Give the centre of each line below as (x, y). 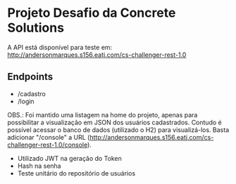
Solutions (36, 28)
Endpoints (30, 77)
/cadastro (31, 93)
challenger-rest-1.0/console (48, 145)
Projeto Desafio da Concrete (92, 13)
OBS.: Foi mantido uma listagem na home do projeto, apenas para (103, 114)
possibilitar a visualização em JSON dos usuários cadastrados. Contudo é (114, 122)
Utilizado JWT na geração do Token (69, 158)
